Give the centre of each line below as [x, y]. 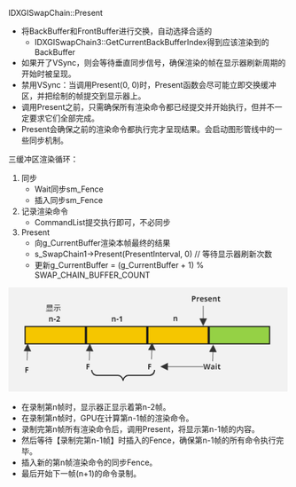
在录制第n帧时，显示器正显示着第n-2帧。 [96, 406]
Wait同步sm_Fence [69, 189]
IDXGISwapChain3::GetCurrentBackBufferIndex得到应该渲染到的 [152, 42]
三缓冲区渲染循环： [43, 159]
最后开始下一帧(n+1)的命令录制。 [81, 473]
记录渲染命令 [44, 211]
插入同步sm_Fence [69, 200]
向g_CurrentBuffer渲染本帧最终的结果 [102, 243]
